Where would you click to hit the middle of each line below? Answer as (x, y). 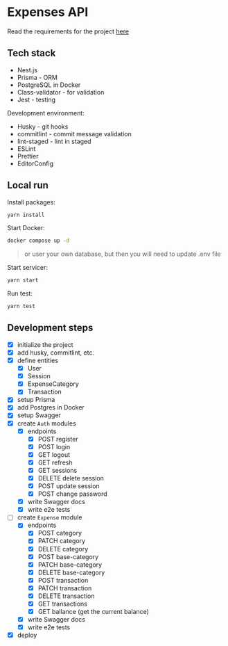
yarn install (26, 215)
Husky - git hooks (43, 127)
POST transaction (63, 580)
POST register (58, 439)
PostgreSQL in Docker (49, 85)
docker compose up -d (38, 241)
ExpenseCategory (53, 384)
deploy (27, 635)
